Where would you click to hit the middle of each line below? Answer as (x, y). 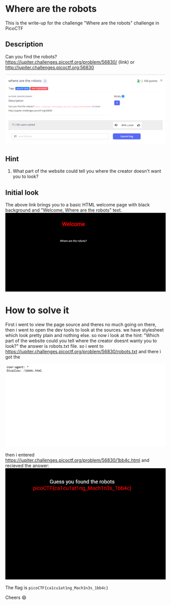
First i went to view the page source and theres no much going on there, (81, 325)
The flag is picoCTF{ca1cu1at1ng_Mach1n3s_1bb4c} (57, 587)
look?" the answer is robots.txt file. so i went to (54, 346)
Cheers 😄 (16, 597)
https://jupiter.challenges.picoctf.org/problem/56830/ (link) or (70, 62)
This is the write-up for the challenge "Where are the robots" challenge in (82, 23)
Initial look (22, 192)
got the (13, 357)
